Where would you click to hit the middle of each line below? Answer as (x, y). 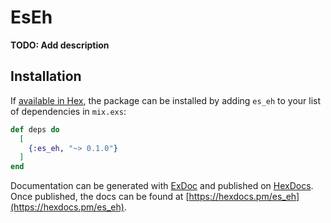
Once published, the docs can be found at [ (100, 197)
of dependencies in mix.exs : (68, 111)
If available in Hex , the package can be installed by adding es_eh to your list (166, 100)
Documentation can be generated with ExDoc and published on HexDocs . (162, 186)
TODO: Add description (60, 45)
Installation (46, 76)
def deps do (35, 129)
